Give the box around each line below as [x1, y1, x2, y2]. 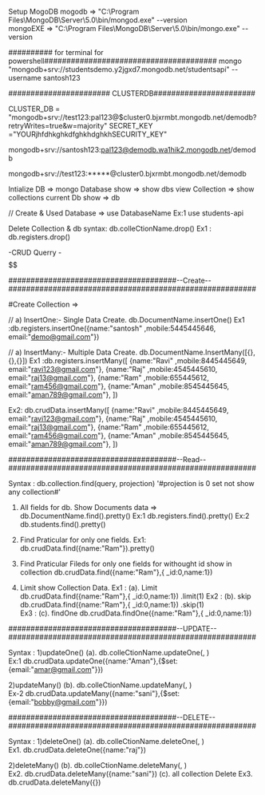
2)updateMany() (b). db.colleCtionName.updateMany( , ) [8, 680, 192, 690]
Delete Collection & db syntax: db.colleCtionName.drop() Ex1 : [8, 223, 212, 233]
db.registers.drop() [8, 232, 70, 242]
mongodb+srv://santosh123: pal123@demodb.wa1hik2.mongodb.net [8, 145, 231, 154]
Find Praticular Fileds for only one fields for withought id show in [19, 559, 233, 568]
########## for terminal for [8, 48, 104, 57]
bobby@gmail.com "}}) [34, 698, 108, 706]
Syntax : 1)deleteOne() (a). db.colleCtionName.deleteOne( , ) [8, 737, 205, 746]
